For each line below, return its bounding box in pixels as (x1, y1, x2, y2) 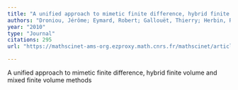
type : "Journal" (7, 30, 55, 37)
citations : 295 (7, 37, 52, 44)
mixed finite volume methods (7, 76, 92, 84)
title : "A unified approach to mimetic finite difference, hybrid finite (7, 10, 230, 18)
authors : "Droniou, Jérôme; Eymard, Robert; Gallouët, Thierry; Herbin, (7, 17, 227, 24)
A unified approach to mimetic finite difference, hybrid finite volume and (7, 68, 217, 77)
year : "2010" (7, 23, 46, 30)
